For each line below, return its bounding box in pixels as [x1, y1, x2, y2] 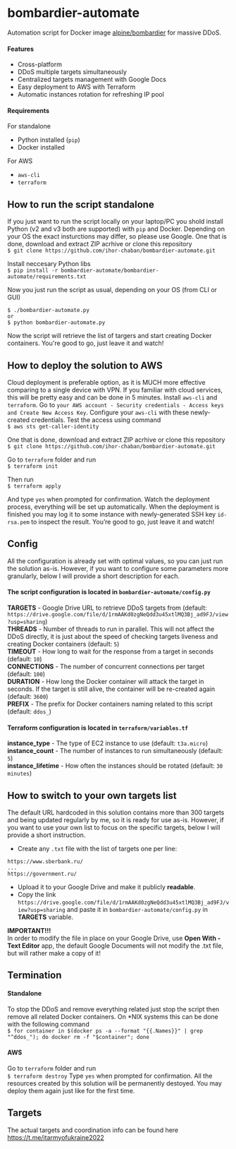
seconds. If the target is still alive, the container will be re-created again [7, 685, 216, 693]
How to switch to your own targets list [7, 789, 178, 802]
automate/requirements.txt [7, 273, 87, 280]
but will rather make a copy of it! [7, 949, 101, 957]
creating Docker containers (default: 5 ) [7, 639, 120, 648]
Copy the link [17, 891, 56, 898]
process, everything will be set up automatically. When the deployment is [7, 503, 220, 511]
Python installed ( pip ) [17, 136, 80, 144]
